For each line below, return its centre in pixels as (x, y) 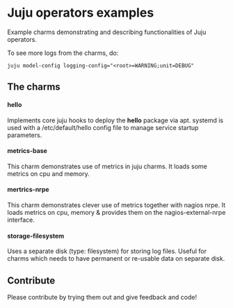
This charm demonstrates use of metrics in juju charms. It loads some (107, 166)
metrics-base (27, 151)
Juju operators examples (81, 13)
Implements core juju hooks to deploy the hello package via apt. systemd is (115, 120)
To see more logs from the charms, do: (63, 53)
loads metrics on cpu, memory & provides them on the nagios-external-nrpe (116, 212)
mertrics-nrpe (29, 190)
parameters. (25, 135)
